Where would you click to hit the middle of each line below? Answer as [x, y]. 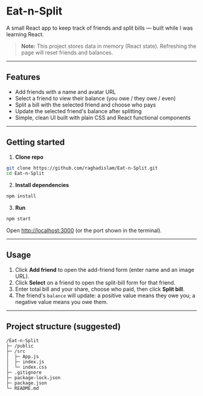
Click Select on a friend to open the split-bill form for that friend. [95, 282]
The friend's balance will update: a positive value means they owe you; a [105, 295]
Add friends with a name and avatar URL [65, 91]
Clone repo [29, 157]
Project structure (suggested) [63, 327]
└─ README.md [23, 388]
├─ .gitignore [24, 372]
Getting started [36, 143]
